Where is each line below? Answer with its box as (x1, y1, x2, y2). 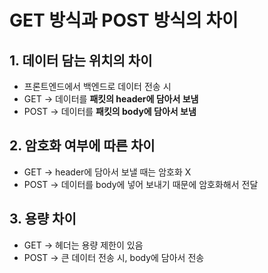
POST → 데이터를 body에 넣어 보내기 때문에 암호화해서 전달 (23, 178, 259, 190)
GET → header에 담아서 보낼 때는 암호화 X (23, 166, 192, 178)
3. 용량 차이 (9, 211, 77, 228)
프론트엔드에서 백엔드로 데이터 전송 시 (23, 81, 172, 92)
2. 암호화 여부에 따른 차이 (9, 137, 156, 155)
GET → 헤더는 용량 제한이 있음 (23, 239, 144, 251)
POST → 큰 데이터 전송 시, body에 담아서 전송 (23, 251, 205, 263)
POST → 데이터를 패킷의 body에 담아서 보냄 (23, 106, 197, 117)
